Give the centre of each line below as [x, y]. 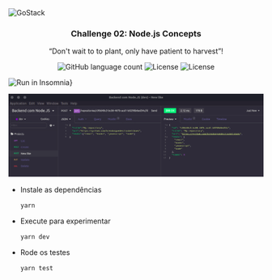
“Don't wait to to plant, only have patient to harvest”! [136, 51]
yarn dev [35, 237]
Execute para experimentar [65, 221]
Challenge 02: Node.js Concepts [136, 33]
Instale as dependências [61, 190]
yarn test [37, 268]
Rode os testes [45, 252]
